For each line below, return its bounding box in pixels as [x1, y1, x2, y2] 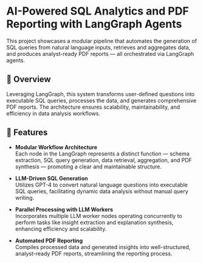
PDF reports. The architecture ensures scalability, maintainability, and [6, 103, 181, 111]
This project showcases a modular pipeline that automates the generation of [6, 37, 198, 44]
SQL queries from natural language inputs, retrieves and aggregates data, [6, 44, 191, 51]
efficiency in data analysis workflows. [6, 109, 100, 117]
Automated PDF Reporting [15, 237, 83, 244]
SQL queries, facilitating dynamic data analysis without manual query [15, 187, 188, 195]
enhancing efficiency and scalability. [15, 225, 107, 232]
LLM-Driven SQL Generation [15, 174, 88, 182]
